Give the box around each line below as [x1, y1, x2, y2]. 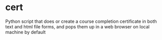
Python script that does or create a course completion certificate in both [5, 18, 157, 24]
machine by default [5, 29, 46, 35]
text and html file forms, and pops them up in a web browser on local [5, 23, 150, 29]
